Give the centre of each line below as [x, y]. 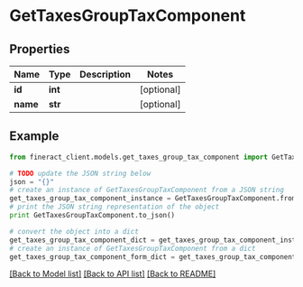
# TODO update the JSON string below [80, 173]
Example [34, 136]
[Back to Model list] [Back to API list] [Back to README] [113, 274]
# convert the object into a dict [74, 231]
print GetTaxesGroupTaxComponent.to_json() [92, 216]
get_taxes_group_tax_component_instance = [90, 199]
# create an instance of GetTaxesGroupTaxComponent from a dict [133, 248]
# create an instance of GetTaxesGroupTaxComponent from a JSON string [147, 190]
